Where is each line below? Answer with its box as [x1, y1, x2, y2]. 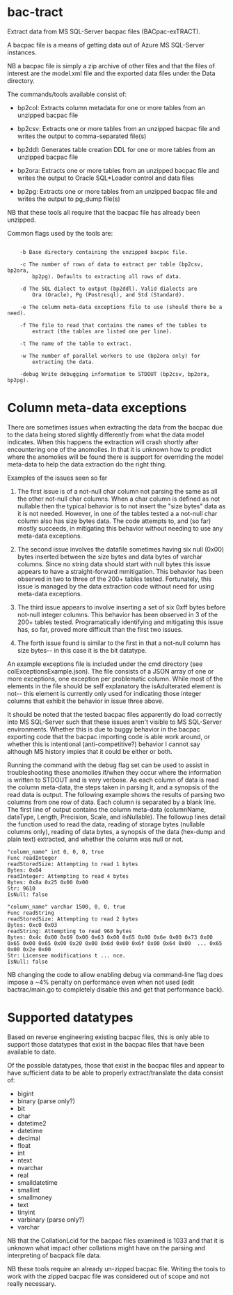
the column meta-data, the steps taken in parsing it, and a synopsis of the [7, 782, 219, 792]
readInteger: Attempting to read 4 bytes [7, 872, 129, 879]
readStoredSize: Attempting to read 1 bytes [7, 861, 138, 868]
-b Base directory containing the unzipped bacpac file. [19, 248, 188, 255]
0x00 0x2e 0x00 [7, 946, 51, 953]
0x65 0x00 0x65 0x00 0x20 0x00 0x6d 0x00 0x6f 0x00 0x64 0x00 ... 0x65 [7, 939, 223, 947]
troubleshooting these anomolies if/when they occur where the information [7, 768, 222, 776]
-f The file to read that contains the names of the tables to [19, 321, 207, 328]
